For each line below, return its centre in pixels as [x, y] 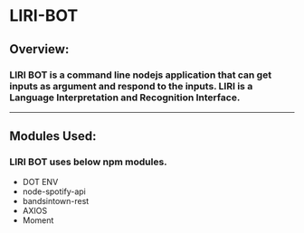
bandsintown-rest [56, 200]
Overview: [39, 49]
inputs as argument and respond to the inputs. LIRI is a [131, 86]
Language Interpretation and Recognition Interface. [125, 98]
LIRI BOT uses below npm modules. [88, 162]
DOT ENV [40, 182]
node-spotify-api [54, 191]
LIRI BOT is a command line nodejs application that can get [141, 75]
